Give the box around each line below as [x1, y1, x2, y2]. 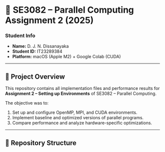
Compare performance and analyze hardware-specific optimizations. [12, 120, 152, 126]
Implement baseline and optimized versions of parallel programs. [12, 115, 144, 121]
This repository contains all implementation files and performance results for [5, 86, 160, 91]
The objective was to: [5, 100, 49, 106]
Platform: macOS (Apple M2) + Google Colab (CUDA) [12, 54, 121, 60]
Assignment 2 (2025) [5, 15, 94, 26]
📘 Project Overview [5, 72, 65, 81]
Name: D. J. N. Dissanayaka [12, 43, 69, 49]
